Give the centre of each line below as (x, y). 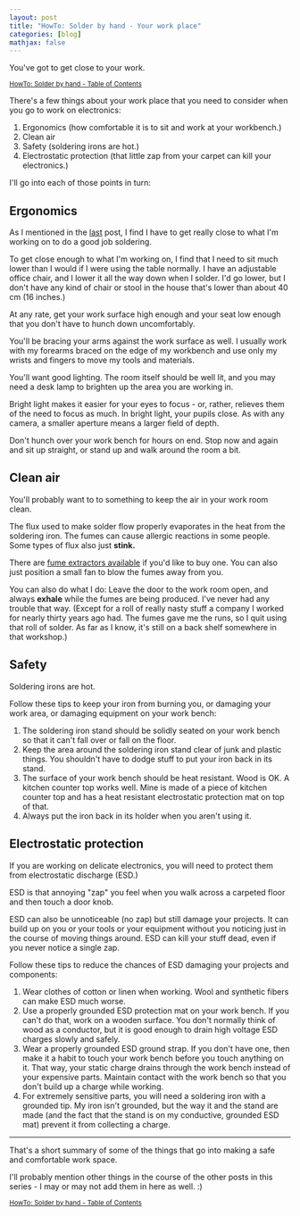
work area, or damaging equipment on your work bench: (113, 713)
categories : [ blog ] (46, 34)
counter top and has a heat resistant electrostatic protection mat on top (153, 796)
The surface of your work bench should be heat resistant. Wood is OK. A (156, 778)
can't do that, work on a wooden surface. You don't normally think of (149, 1020)
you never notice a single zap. (65, 947)
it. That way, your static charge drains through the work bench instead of (156, 1067)
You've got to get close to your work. (77, 68)
